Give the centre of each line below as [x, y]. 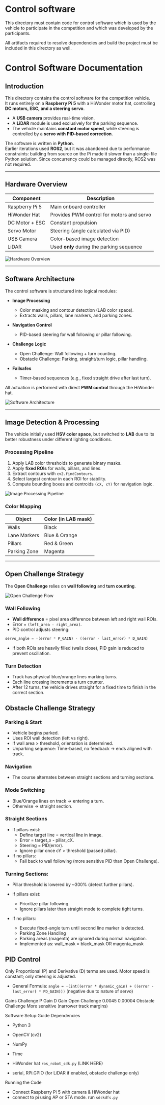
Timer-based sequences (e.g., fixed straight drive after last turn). [85, 378]
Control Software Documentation [74, 68]
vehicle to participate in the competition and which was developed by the [79, 28]
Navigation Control [32, 325]
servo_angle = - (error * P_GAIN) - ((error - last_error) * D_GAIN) [77, 639]
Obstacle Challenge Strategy [50, 708]
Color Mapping [23, 506]
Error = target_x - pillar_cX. [47, 840]
